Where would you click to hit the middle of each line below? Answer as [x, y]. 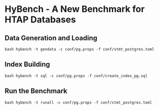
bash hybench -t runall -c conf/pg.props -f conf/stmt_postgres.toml [79, 103]
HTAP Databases [40, 20]
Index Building [27, 65]
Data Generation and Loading [51, 38]
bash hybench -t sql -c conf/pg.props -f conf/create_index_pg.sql [76, 76]
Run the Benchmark [36, 91]
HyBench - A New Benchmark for [75, 9]
